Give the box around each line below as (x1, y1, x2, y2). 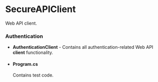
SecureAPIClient (5, 4, 76, 15)
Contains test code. (12, 72, 54, 78)
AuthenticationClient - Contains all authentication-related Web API (12, 44, 153, 50)
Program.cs (12, 61, 38, 67)
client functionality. (12, 49, 53, 56)
